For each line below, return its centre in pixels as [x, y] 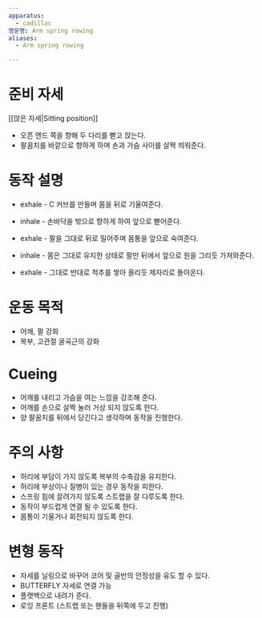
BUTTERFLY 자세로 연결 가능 [66, 585]
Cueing [33, 374]
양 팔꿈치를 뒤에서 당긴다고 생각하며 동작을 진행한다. [101, 417]
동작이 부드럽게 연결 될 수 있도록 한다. [79, 506]
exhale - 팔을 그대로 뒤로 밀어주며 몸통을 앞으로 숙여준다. [109, 238]
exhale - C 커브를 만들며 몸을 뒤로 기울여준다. [91, 204]
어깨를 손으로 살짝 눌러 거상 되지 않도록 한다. [89, 407]
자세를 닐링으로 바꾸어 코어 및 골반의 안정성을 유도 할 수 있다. [115, 575]
